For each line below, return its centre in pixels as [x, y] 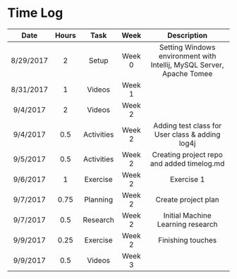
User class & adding [187, 134]
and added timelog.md [188, 163]
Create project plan [188, 199]
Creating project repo [188, 154]
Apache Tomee [187, 73]
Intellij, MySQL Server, [187, 65]
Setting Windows [187, 47]
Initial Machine [187, 215]
